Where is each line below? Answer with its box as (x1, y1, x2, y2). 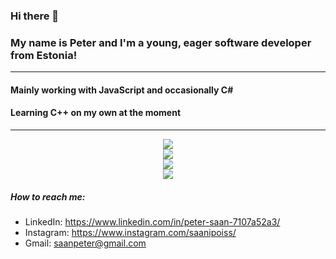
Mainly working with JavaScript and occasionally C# (10, 84, 234, 96)
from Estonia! (10, 48, 78, 62)
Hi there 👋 (10, 9, 60, 23)
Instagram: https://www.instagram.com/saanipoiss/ (24, 226, 237, 238)
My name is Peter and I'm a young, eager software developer (10, 35, 312, 49)
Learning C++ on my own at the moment (10, 107, 182, 119)
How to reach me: (10, 190, 86, 203)
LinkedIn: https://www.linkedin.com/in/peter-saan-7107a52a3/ (24, 215, 281, 228)
